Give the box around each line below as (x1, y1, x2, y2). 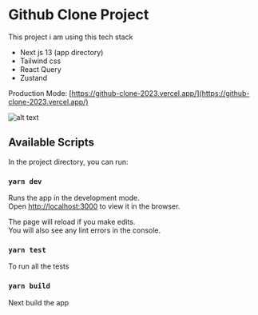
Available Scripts (8, 136, 94, 150)
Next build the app (8, 297, 69, 307)
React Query (19, 64, 62, 74)
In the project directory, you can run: (8, 157, 129, 166)
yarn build (8, 281, 50, 291)
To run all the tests (8, 261, 69, 271)
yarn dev (8, 177, 42, 185)
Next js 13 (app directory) (19, 47, 104, 57)
